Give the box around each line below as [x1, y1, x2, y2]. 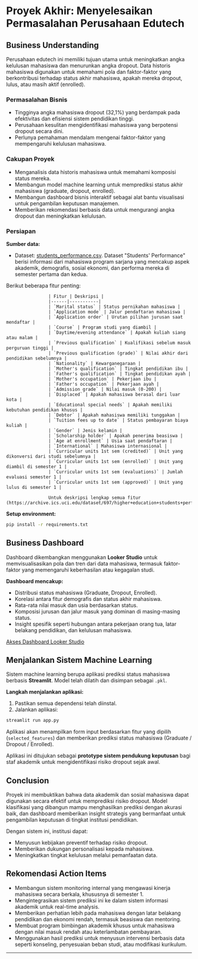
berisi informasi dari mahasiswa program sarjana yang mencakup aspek [14, 258, 190, 265]
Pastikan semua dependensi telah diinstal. [14, 700, 117, 707]
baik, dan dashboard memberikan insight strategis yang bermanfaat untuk [6, 810, 186, 817]
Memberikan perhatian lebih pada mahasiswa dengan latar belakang [14, 909, 181, 917]
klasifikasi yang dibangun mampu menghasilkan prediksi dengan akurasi [6, 804, 182, 811]
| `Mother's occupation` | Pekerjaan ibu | [48, 376, 157, 382]
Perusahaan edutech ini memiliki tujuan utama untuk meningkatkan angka [6, 56, 185, 63]
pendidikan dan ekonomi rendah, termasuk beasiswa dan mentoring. [14, 915, 181, 922]
